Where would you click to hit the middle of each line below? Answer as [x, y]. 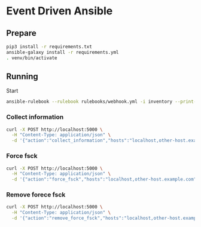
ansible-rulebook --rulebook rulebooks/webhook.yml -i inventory [89, 102]
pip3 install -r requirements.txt [49, 47]
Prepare [22, 33]
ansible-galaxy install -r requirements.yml [63, 52]
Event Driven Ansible [60, 11]
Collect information [35, 117]
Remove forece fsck [36, 195]
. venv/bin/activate [32, 58]
